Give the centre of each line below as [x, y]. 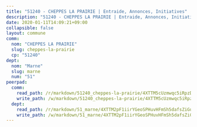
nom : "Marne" [27, 66]
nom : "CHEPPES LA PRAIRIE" [44, 44]
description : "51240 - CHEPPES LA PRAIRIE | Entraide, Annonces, [87, 17]
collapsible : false [30, 28]
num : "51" [23, 77]
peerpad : [17, 83]
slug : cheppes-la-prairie [43, 50]
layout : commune [26, 33]
